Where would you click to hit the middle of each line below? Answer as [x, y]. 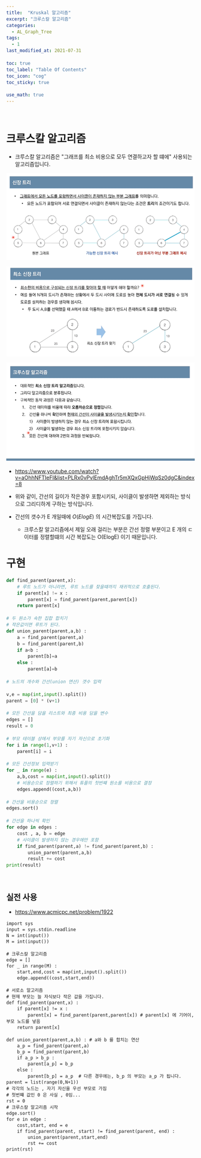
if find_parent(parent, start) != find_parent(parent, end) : [96, 1132]
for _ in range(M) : [32, 966]
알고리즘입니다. [33, 164]
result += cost [47, 859]
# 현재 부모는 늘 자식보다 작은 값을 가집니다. [55, 997]
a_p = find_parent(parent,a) [53, 1046]
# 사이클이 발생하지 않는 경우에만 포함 [58, 840]
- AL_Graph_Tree [32, 32]
